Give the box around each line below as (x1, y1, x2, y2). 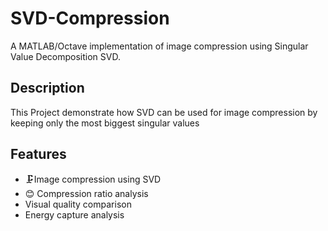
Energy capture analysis (24, 208, 125, 221)
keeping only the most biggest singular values (10, 117, 200, 129)
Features (10, 146, 67, 163)
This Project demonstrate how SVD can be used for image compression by (10, 106, 318, 118)
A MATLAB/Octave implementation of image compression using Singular (10, 40, 309, 52)
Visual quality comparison (24, 198, 132, 210)
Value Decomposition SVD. (10, 50, 121, 62)
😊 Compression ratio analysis (24, 187, 149, 199)
